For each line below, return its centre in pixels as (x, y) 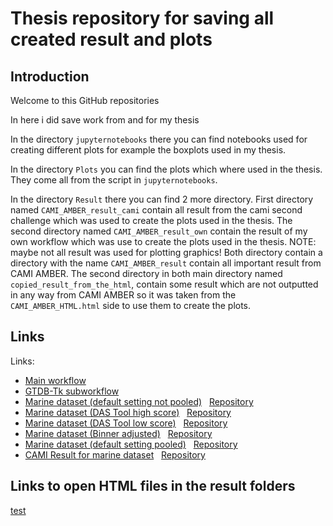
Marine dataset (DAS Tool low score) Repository (126, 423)
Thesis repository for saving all (142, 18)
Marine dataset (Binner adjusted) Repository (118, 433)
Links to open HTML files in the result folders (153, 486)
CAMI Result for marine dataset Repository (115, 454)
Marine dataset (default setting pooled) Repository (131, 444)
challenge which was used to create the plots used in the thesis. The (151, 220)
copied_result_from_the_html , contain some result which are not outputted (164, 284)
